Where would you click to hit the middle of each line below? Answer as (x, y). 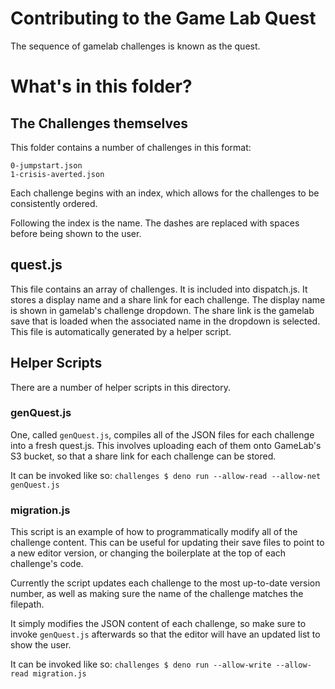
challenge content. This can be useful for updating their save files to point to (167, 543)
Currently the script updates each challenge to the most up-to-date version (165, 583)
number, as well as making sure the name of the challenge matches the (157, 594)
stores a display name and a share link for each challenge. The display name (168, 299)
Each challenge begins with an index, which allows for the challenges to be (165, 193)
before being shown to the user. (76, 233)
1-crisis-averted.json (57, 174)
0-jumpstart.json (46, 165)
